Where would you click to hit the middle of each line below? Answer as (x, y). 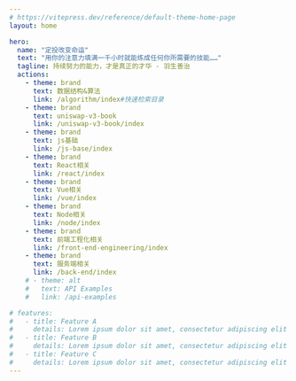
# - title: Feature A (53, 321)
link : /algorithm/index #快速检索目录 (98, 99)
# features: (31, 313)
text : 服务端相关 (61, 264)
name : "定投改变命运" (53, 50)
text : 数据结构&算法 (66, 91)
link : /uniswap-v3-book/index (88, 124)
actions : (33, 75)
